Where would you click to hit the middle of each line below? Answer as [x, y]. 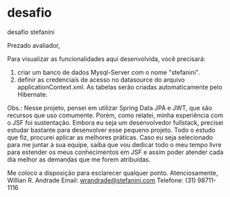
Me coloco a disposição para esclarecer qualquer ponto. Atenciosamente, [113, 173]
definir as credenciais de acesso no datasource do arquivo [101, 79]
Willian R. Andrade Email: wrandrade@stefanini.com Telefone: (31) [101, 180]
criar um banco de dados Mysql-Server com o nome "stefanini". [108, 72]
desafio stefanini [31, 32]
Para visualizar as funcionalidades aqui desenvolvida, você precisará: [106, 59]
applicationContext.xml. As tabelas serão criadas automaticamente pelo [120, 87]
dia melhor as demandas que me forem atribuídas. [79, 159]
